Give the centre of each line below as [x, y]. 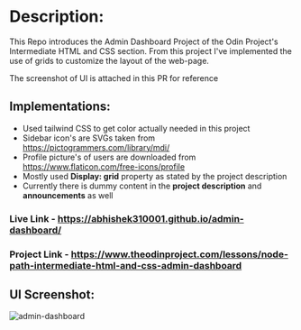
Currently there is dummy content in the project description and [142, 186]
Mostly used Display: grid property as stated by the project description [155, 176]
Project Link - [39, 254]
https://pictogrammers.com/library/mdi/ [96, 147]
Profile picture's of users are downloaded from [109, 157]
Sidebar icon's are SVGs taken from [89, 138]
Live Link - [32, 218]
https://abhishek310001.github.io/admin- [151, 218]
